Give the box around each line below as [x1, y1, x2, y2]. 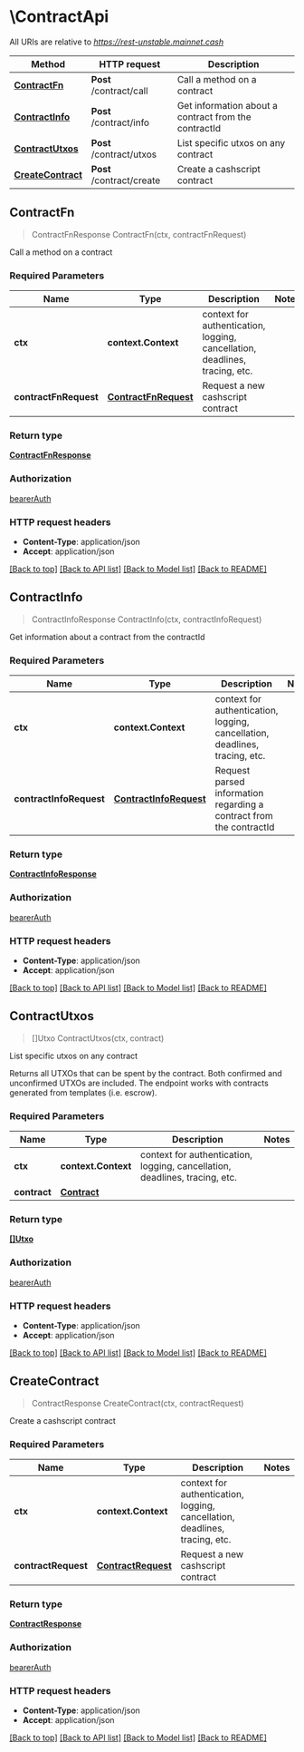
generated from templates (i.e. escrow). [9, 1086, 157, 1098]
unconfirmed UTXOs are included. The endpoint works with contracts [9, 1077, 269, 1088]
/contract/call [90, 84, 148, 97]
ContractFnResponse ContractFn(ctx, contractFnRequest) [31, 229, 247, 239]
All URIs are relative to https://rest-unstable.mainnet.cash [9, 36, 224, 47]
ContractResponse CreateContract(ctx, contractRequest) [31, 1397, 244, 1408]
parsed [214, 775, 245, 788]
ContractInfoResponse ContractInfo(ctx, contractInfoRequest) [31, 614, 262, 625]
